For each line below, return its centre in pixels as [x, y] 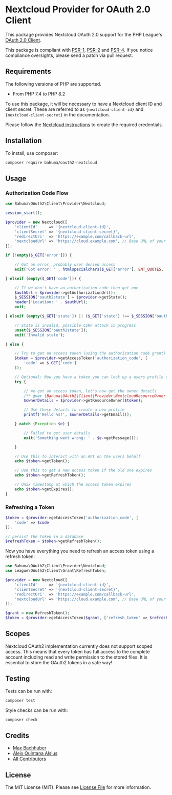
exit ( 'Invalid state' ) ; [40, 335]
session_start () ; [24, 213]
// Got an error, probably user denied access [65, 265]
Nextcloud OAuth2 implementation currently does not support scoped [79, 646]
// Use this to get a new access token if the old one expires [83, 470]
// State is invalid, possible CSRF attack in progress [76, 325]
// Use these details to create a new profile [74, 410]
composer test [20, 700]
